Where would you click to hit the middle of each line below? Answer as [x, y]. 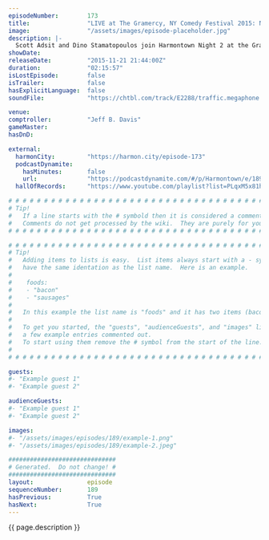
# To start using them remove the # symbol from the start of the [125, 342]
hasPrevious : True [55, 497]
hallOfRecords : [41, 187]
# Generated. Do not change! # [62, 467]
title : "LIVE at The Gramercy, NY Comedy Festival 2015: [132, 23]
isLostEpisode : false [57, 75]
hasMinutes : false [64, 172]
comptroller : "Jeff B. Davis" [75, 120]
